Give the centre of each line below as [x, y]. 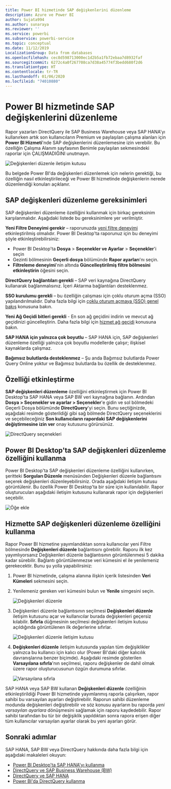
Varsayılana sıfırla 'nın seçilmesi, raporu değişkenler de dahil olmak [83, 663]
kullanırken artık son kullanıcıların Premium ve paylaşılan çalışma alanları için [86, 137]
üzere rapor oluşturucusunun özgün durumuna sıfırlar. [69, 668]
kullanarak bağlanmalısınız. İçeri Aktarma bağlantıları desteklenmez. [77, 286]
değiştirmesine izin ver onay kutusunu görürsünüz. [60, 424]
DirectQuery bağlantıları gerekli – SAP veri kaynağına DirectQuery [76, 280]
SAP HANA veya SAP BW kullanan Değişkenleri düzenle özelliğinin [76, 688]
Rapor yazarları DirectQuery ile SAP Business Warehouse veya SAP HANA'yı [85, 131]
